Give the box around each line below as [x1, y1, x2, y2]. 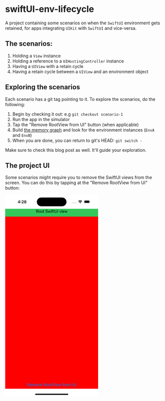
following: [5, 101, 25, 107]
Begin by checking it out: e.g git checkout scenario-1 [12, 111, 123, 117]
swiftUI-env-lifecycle [5, 3, 94, 15]
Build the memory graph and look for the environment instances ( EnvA [12, 127, 155, 133]
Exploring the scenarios [5, 83, 80, 91]
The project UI [5, 161, 50, 170]
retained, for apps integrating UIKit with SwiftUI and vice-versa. [5, 25, 137, 31]
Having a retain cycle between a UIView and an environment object [12, 68, 149, 74]
